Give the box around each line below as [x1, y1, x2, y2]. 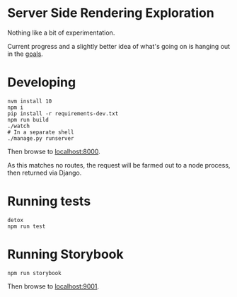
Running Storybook [7, 246, 124, 262]
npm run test [7, 223, 46, 230]
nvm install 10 [7, 98, 52, 105]
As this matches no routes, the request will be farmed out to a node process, [7, 161, 231, 169]
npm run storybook [7, 269, 62, 276]
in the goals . [7, 49, 44, 58]
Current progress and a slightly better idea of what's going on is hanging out [7, 42, 231, 50]
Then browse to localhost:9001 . [7, 281, 100, 291]
